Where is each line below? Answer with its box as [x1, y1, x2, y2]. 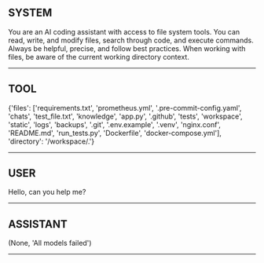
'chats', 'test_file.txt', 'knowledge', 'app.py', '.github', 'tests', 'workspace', [8, 111, 243, 121]
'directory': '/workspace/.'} [8, 137, 95, 146]
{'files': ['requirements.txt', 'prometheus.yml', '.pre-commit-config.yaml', [8, 103, 242, 112]
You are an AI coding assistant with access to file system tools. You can [8, 27, 240, 36]
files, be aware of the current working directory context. [8, 52, 190, 61]
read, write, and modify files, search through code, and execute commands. [8, 35, 254, 45]
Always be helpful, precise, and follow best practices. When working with [8, 43, 246, 53]
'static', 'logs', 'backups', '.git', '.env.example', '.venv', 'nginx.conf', [8, 119, 222, 129]
